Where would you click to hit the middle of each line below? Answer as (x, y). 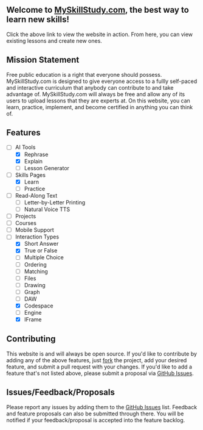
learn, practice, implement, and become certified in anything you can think (100, 107)
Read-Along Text (36, 195)
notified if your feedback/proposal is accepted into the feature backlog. (96, 420)
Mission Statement (43, 60)
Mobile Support (35, 230)
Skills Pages (30, 175)
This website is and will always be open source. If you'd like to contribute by (102, 354)
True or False (41, 251)
